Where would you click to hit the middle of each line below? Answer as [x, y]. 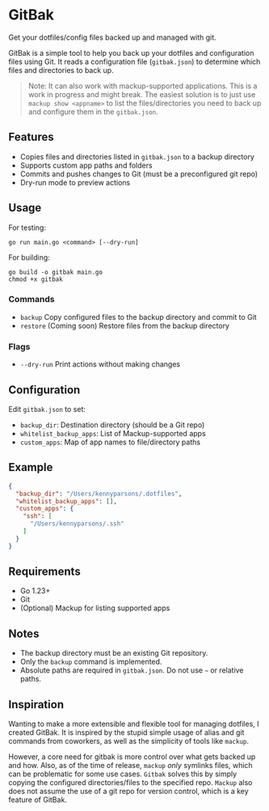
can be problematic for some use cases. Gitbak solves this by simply [123, 774]
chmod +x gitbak [36, 279]
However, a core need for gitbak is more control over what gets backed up [132, 757]
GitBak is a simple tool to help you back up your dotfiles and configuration [131, 53]
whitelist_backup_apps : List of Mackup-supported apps [113, 433]
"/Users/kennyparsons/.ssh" [77, 524]
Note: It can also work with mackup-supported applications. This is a [143, 86]
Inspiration [36, 705]
